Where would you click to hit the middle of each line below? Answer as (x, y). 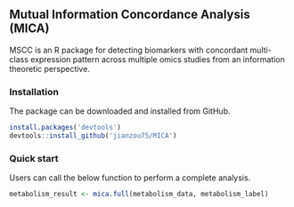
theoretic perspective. (50, 68)
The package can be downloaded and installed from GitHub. (120, 111)
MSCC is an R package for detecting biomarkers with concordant (129, 50)
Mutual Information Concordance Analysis (130, 15)
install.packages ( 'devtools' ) (65, 128)
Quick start (34, 158)
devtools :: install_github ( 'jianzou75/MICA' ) (93, 135)
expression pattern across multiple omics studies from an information (157, 59)
